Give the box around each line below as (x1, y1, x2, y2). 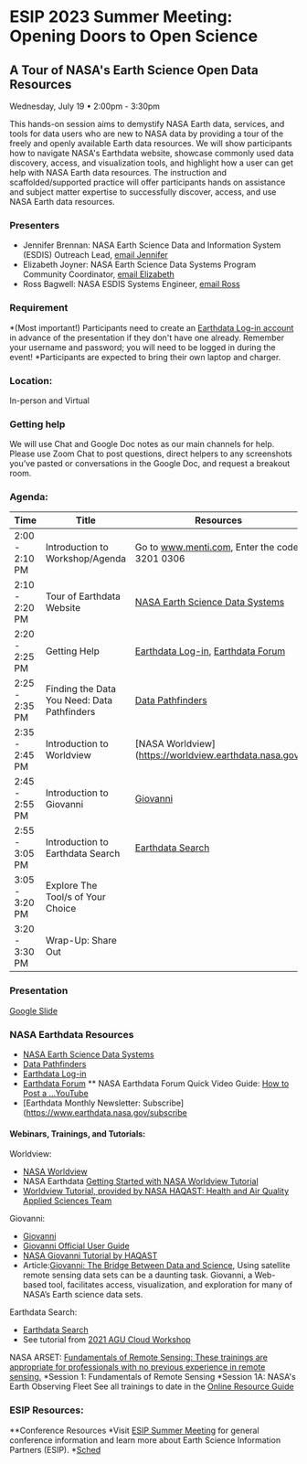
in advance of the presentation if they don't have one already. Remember (9, 332, 285, 343)
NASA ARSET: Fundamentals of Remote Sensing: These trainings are (9, 1352, 268, 1363)
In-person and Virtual (9, 395, 90, 406)
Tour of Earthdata (45, 590, 122, 603)
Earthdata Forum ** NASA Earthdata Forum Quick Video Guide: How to (22, 1078, 290, 1089)
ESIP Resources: (9, 1404, 84, 1416)
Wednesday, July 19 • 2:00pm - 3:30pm (9, 101, 161, 112)
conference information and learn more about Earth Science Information (9, 1434, 281, 1446)
